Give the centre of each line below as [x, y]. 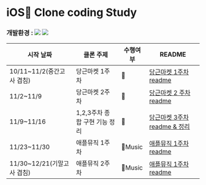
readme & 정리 [170, 127]
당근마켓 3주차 [169, 117]
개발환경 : [20, 33]
